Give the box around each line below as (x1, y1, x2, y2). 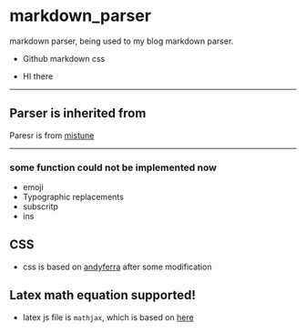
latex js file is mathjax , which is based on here (22, 311, 194, 323)
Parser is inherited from (9, 106, 147, 121)
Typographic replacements (22, 192, 125, 203)
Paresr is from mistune (9, 129, 95, 141)
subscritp (22, 201, 59, 212)
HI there (22, 70, 54, 82)
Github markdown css (22, 53, 106, 64)
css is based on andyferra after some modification (22, 261, 212, 272)
